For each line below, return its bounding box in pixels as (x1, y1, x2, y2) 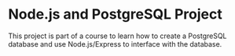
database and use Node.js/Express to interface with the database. (8, 39, 222, 48)
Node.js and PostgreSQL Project (8, 5, 222, 23)
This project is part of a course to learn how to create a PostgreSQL (8, 31, 227, 40)
